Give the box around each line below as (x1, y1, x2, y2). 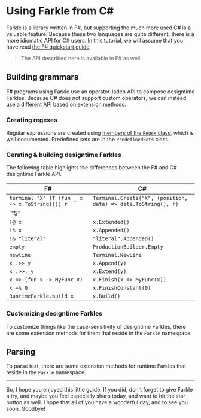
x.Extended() (92, 219, 130, 226)
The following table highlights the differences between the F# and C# (6, 164, 178, 171)
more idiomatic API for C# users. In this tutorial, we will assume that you (6, 37, 184, 44)
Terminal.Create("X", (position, (92, 195, 188, 202)
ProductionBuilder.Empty (92, 244, 163, 250)
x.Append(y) (92, 260, 127, 267)
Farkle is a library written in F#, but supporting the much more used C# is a (6, 24, 191, 31)
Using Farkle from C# (6, 4, 114, 18)
